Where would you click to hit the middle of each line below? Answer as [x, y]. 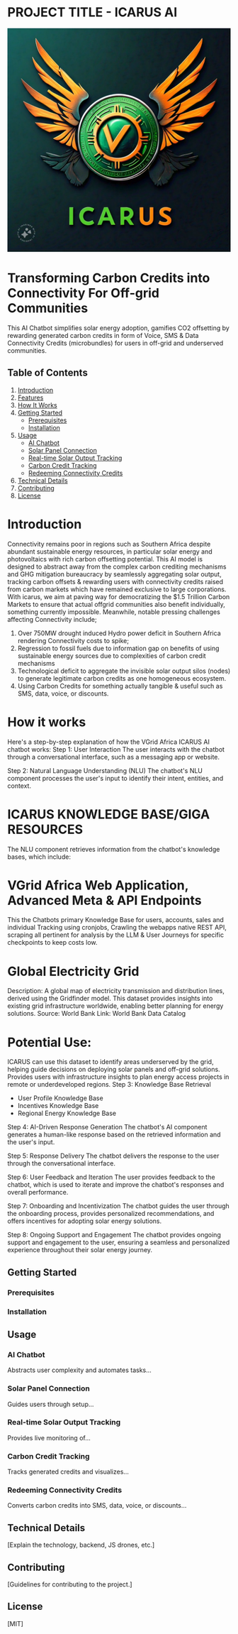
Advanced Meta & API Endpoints [104, 900]
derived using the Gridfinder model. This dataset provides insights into [110, 999]
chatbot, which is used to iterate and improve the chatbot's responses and [116, 1185]
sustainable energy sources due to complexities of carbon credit [112, 656]
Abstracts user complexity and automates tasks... [80, 1370]
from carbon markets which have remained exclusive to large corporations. [117, 589]
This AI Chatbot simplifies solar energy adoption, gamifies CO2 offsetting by [119, 328]
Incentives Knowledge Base [58, 1106]
